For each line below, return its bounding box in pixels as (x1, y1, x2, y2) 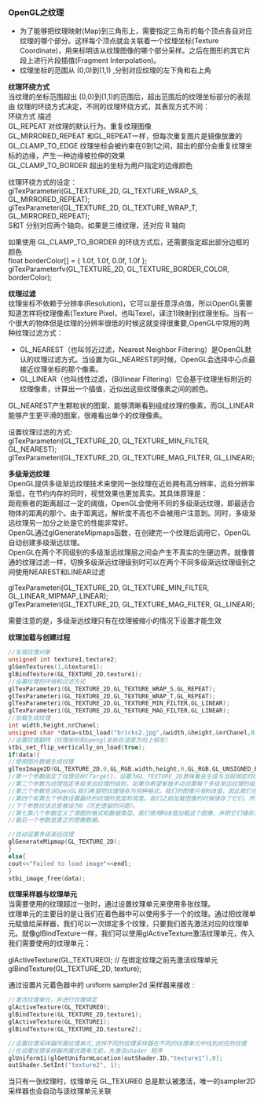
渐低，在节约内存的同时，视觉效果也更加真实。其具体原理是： (8, 489, 208, 498)
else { (8, 852, 26, 860)
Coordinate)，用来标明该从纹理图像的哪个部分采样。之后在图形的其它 (19, 46, 244, 56)
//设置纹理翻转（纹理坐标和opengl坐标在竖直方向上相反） (8, 736, 171, 744)
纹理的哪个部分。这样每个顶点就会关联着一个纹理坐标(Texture (19, 36, 219, 46)
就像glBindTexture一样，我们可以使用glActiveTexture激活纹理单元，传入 (21, 929, 255, 938)
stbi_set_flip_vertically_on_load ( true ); (8, 743, 146, 751)
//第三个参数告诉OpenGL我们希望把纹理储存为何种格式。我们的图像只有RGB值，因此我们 (8, 787, 251, 795)
